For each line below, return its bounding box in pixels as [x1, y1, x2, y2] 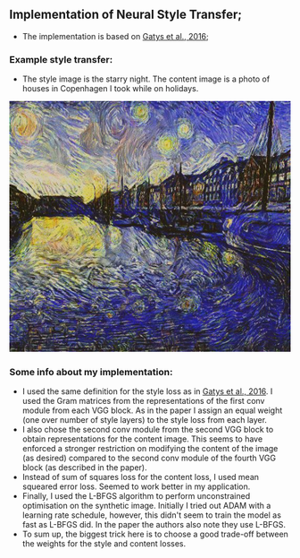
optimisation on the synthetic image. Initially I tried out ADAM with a [21, 501, 271, 511]
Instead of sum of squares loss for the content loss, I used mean [21, 472, 260, 483]
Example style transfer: [9, 53, 113, 65]
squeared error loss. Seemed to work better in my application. [21, 481, 251, 492]
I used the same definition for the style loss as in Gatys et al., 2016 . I [21, 386, 273, 397]
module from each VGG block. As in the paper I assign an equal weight [21, 405, 283, 416]
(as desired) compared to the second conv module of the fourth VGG [21, 452, 277, 464]
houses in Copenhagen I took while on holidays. [21, 83, 199, 94]
